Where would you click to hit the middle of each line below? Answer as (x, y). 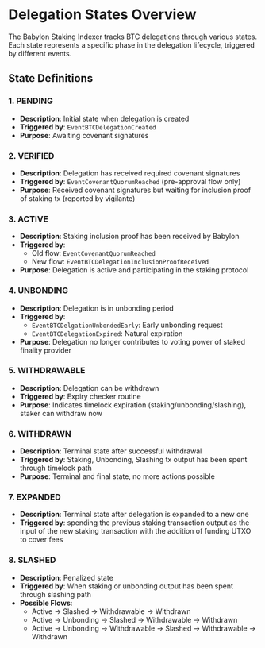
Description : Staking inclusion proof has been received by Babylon (129, 237)
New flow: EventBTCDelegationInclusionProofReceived (120, 262)
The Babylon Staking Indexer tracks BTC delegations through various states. (133, 37)
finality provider (45, 350)
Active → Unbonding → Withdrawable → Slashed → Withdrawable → (144, 628)
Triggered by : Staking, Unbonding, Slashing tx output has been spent (133, 460)
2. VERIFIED (31, 156)
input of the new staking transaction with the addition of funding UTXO (135, 531)
